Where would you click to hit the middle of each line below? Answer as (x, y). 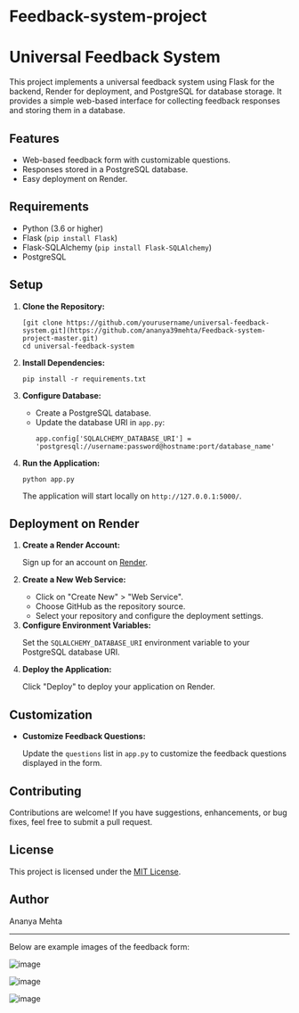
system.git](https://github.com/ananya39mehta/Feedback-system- (144, 330)
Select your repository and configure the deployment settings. (149, 616)
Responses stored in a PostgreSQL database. (105, 169)
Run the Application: (61, 463)
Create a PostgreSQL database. (93, 413)
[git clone (42, 323)
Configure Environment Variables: (86, 625)
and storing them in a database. (68, 111)
